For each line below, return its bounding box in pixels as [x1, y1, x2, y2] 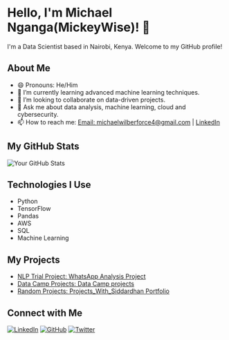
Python [17, 197, 38, 205]
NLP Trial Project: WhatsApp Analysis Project [17, 272, 147, 281]
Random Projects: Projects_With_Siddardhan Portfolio [17, 287, 170, 295]
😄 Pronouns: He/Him [17, 81, 78, 89]
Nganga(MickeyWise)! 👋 [7, 19, 151, 35]
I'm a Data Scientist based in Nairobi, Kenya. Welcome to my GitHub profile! [7, 42, 223, 50]
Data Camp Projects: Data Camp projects [17, 280, 135, 288]
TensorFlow [17, 205, 51, 213]
